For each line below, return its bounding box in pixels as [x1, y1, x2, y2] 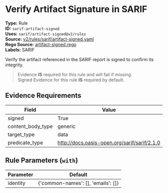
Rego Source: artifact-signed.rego [5, 41, 77, 47]
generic [57, 123, 76, 130]
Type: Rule [5, 20, 28, 26]
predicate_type [8, 139, 44, 146]
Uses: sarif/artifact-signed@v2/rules [5, 31, 86, 37]
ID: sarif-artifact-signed [5, 25, 60, 31]
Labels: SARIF [5, 47, 35, 53]
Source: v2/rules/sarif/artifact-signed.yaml [5, 36, 94, 42]
